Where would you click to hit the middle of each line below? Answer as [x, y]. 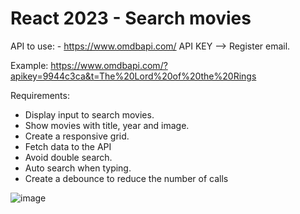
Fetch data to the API [68, 146]
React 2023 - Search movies [131, 18]
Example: [29, 65]
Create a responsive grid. [77, 136]
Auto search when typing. [78, 168]
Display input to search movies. [89, 114]
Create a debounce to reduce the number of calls [126, 178]
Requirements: [40, 95]
